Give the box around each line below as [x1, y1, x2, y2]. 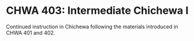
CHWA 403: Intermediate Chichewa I [6, 4, 189, 17]
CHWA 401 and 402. [6, 29, 56, 36]
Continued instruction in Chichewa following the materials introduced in [6, 23, 178, 30]
